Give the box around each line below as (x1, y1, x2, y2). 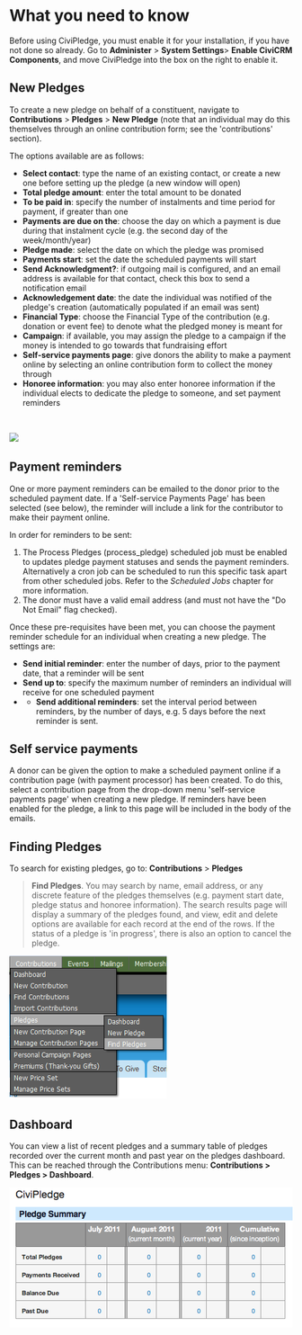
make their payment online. (9, 512, 111, 523)
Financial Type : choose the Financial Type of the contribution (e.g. (22, 311, 271, 322)
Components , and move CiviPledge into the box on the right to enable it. (9, 54, 279, 65)
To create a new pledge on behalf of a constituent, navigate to (9, 104, 240, 115)
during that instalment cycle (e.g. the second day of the (22, 225, 228, 236)
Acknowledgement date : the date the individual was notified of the (22, 291, 272, 302)
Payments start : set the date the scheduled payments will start (22, 254, 257, 264)
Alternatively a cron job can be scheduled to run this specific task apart (22, 566, 288, 577)
